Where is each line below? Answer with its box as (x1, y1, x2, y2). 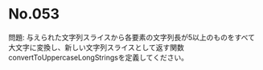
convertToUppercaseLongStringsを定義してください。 (8, 52, 189, 62)
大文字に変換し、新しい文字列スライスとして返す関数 (8, 42, 185, 52)
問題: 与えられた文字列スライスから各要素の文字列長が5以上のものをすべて (8, 32, 256, 42)
